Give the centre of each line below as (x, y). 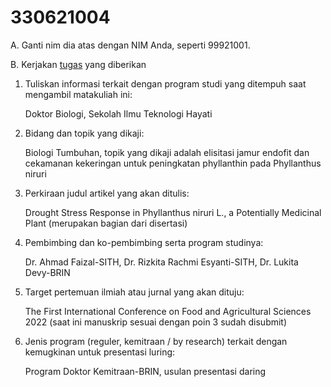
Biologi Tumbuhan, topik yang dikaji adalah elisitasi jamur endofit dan (167, 152)
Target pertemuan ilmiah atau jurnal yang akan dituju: (134, 292)
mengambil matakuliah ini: (78, 94)
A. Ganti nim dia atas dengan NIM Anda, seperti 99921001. (130, 45)
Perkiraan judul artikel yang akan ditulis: (107, 193)
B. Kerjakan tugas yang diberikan (78, 64)
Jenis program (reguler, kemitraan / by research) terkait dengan (156, 341)
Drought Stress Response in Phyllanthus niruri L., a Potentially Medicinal (173, 212)
